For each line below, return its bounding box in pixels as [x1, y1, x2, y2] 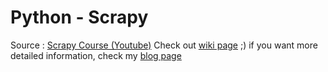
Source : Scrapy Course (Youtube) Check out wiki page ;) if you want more [10, 39, 318, 51]
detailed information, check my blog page [10, 49, 182, 61]
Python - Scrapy [10, 6, 149, 29]
